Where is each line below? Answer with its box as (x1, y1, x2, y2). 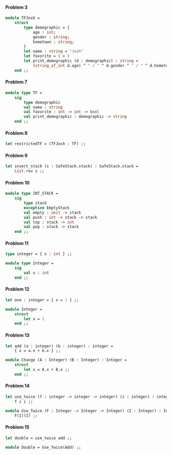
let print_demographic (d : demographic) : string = (24, 58, 139, 64)
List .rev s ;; (14, 169, 45, 174)
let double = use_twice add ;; (5, 436, 72, 441)
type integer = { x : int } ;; (5, 252, 72, 257)
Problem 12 (5, 286, 30, 292)
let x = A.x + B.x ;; (24, 367, 70, 372)
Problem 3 (5, 4, 28, 10)
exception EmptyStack (24, 205, 70, 210)
